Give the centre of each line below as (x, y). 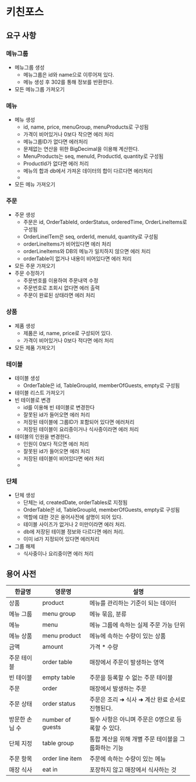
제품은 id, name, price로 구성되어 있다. (68, 333)
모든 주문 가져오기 (35, 266)
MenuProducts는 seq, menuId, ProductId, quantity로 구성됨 (93, 156)
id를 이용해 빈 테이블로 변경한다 (59, 408)
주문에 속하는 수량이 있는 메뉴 (128, 759)
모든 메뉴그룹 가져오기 (40, 89)
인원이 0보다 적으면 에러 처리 (56, 444)
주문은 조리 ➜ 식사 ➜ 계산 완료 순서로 (138, 700)
